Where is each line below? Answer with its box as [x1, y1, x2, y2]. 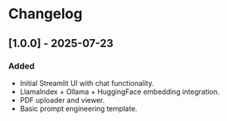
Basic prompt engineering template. [19, 103, 138, 113]
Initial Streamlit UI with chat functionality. [19, 78, 155, 88]
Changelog [8, 5, 83, 23]
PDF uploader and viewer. [19, 95, 105, 104]
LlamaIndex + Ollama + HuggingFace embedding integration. [19, 87, 221, 96]
